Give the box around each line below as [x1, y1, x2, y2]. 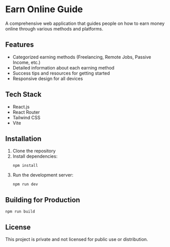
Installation [5, 134, 42, 143]
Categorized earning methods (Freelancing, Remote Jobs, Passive [12, 54, 151, 60]
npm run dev [12, 182, 38, 187]
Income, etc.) [12, 59, 41, 65]
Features [5, 41, 34, 49]
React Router [12, 109, 40, 115]
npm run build [5, 209, 36, 214]
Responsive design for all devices [12, 75, 83, 82]
